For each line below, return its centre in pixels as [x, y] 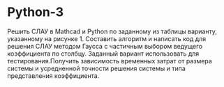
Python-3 [36, 12]
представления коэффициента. [53, 76]
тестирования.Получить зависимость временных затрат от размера [110, 61]
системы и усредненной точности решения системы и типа [97, 68]
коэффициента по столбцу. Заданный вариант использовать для [103, 54]
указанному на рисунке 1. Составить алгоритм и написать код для [107, 38]
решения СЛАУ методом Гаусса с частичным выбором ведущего [105, 46]
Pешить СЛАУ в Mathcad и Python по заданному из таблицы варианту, [112, 31]
